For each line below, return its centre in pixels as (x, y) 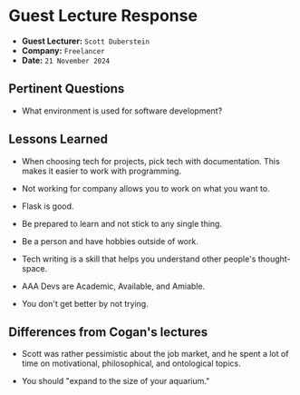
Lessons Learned (58, 139)
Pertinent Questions (67, 89)
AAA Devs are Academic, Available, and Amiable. (113, 286)
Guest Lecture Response (103, 16)
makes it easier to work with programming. (102, 171)
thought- (274, 259)
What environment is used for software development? (122, 111)
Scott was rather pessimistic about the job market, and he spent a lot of (155, 354)
